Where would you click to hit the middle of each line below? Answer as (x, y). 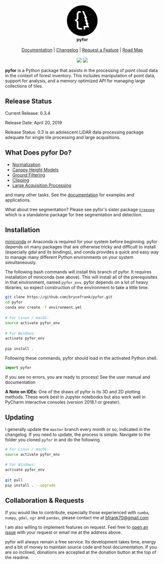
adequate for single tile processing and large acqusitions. (63, 137)
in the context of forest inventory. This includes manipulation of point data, (80, 76)
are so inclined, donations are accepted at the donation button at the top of (81, 552)
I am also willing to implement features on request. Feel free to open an (77, 527)
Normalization (26, 164)
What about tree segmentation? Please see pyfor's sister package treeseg (80, 209)
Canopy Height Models (35, 170)
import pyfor (18, 368)
